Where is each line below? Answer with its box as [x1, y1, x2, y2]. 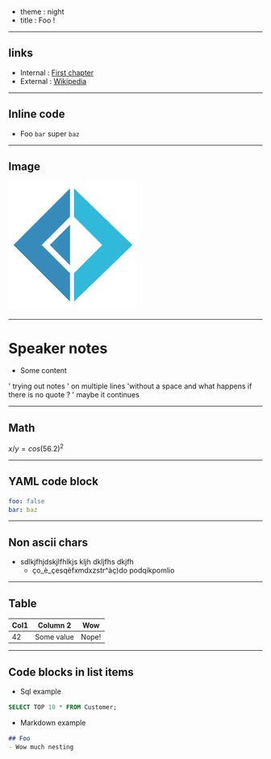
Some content [19, 366, 67, 375]
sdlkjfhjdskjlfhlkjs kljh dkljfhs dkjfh [19, 557, 135, 567]
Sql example [19, 686, 62, 697]
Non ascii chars [8, 535, 89, 549]
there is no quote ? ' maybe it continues [8, 390, 140, 400]
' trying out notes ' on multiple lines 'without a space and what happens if [8, 381, 252, 391]
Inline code [8, 107, 65, 121]
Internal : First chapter [19, 68, 94, 78]
